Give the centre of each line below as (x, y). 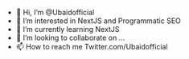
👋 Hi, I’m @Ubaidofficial (55, 12)
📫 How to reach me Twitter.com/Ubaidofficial (92, 47)
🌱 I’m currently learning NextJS (68, 29)
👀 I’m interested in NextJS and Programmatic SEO (98, 21)
